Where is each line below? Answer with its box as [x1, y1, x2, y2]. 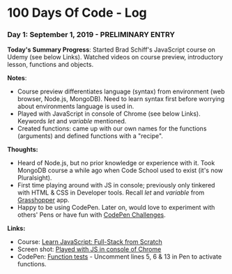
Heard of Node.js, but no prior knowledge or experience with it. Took [17, 159, 215, 167]
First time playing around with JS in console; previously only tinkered [17, 181, 215, 190]
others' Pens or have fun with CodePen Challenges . [17, 211, 166, 219]
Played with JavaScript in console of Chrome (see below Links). [17, 109, 201, 118]
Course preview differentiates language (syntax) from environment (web [17, 87, 225, 96]
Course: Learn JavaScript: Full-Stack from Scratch [17, 238, 162, 246]
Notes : [7, 74, 27, 82]
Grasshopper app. [17, 196, 70, 204]
